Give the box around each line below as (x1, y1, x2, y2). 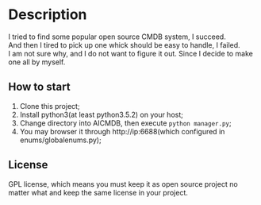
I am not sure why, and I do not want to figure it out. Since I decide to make (8, 48, 254, 58)
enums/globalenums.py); (19, 135, 102, 145)
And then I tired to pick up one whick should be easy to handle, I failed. (8, 40, 240, 49)
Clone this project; (19, 101, 81, 110)
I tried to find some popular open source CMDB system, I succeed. (8, 32, 226, 41)
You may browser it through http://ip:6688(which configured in (19, 126, 225, 136)
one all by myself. (8, 57, 66, 67)
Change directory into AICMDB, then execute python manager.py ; (19, 118, 232, 128)
